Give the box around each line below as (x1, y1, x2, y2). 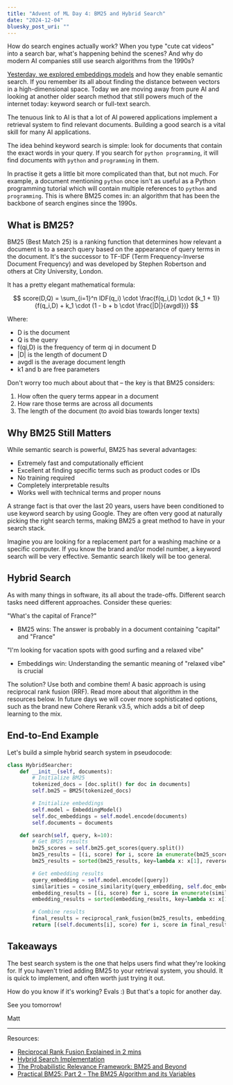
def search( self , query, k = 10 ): (19, 832, 113, 839)
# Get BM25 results (32, 838, 89, 846)
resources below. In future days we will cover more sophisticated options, (7, 695, 218, 703)
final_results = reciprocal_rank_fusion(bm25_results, (32, 915, 194, 922)
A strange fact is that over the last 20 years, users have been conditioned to (7, 502, 224, 510)
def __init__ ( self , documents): (19, 768, 113, 775)
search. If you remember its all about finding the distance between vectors (7, 78, 221, 86)
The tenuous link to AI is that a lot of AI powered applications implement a (7, 113, 218, 121)
